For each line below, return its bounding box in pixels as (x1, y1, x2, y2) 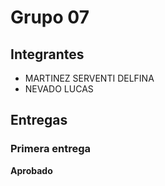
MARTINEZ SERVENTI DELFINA (24, 72, 155, 84)
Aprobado (10, 164, 53, 176)
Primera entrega (10, 142, 92, 156)
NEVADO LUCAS (24, 83, 94, 95)
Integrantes (10, 46, 85, 63)
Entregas (10, 112, 68, 129)
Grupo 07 (10, 6, 90, 29)
